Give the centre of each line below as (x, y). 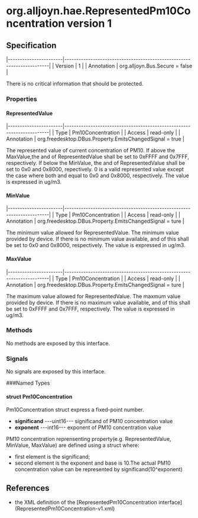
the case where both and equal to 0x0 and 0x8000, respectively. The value (98, 175)
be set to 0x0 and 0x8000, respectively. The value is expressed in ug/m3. (96, 245)
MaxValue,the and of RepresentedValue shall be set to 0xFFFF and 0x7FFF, (98, 157)
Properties (22, 99)
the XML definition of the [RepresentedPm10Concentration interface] (98, 503)
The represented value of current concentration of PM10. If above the (91, 151)
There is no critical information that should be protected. (75, 84)
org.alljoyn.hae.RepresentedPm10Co (98, 11)
